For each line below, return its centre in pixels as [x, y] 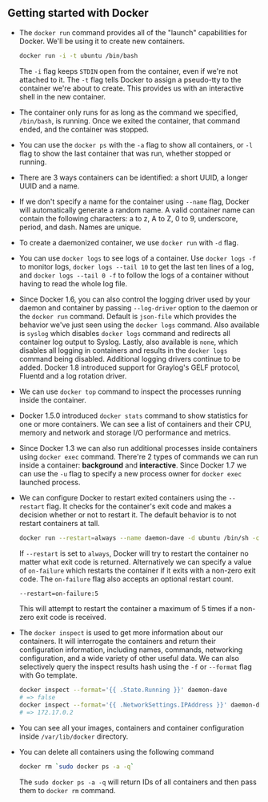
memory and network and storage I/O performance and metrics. [125, 432]
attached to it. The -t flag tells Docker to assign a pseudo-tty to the [130, 79]
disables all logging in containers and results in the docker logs [123, 350]
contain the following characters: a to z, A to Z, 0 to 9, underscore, [128, 218]
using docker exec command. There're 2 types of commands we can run [138, 456]
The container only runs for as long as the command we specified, [128, 112]
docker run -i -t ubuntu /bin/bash [78, 55]
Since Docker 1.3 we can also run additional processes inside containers [138, 448]
